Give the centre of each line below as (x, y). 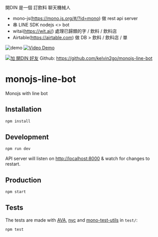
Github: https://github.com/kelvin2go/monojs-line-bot (96, 58)
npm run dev (18, 149)
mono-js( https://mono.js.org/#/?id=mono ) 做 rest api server (75, 18)
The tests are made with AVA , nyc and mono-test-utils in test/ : (71, 220)
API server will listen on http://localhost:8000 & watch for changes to (78, 159)
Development (27, 137)
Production (23, 180)
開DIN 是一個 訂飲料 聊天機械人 (38, 7)
